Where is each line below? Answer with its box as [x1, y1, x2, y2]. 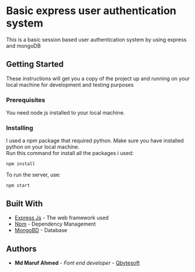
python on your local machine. [6, 143, 80, 150]
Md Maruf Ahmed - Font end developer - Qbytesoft [14, 259, 140, 266]
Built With [6, 199, 43, 209]
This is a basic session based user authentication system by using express [6, 36, 187, 43]
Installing [6, 123, 33, 132]
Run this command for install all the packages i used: [6, 150, 134, 157]
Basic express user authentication [6, 4, 177, 18]
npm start [6, 183, 31, 189]
